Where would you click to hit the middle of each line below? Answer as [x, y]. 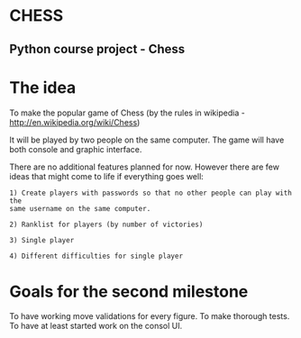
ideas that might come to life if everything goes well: [107, 176]
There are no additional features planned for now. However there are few [144, 167]
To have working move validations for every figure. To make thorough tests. [150, 316]
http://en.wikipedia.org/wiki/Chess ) [75, 122]
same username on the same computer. [80, 208]
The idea [43, 87]
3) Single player [42, 240]
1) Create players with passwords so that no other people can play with [151, 193]
